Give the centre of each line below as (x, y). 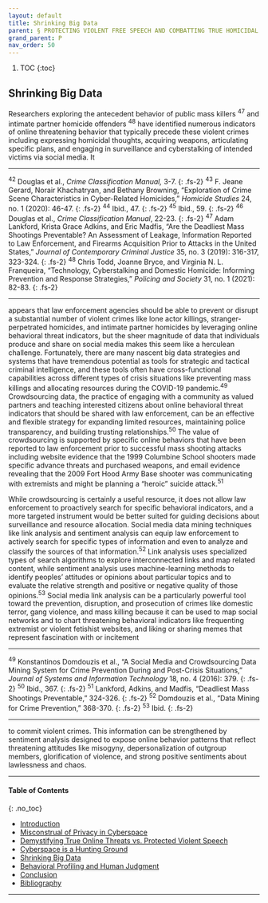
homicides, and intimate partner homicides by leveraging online (153, 327)
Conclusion (38, 874)
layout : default (35, 16)
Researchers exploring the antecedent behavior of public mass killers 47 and (134, 112)
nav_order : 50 (32, 45)
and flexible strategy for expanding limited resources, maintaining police (127, 422)
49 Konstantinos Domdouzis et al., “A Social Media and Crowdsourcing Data (132, 661)
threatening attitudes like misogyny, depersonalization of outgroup (117, 747)
